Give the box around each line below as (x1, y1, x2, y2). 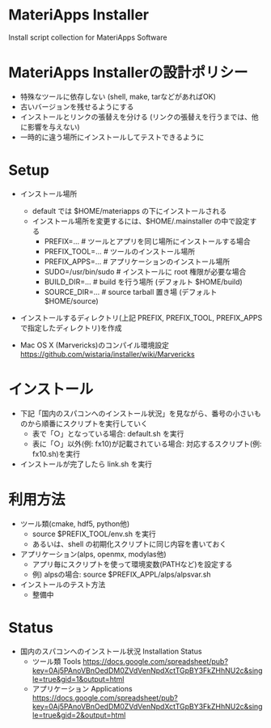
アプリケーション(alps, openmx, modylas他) (19, 549, 167, 559)
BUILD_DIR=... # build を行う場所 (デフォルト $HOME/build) (44, 277, 243, 287)
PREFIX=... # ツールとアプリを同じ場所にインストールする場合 (44, 236, 251, 246)
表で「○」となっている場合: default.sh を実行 (32, 428, 184, 438)
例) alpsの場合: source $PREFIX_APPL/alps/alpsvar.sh (32, 569, 212, 579)
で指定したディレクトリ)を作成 (19, 322, 122, 333)
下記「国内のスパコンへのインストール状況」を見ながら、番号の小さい (19, 408, 255, 418)
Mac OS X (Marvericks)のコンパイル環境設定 (19, 340, 170, 350)
